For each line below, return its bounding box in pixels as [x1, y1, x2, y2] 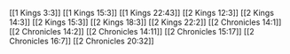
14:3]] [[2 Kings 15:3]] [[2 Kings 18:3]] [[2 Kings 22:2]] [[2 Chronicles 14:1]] [9, 17, 282, 27]
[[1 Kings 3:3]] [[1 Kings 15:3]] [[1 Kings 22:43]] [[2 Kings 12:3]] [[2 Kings [9, 8, 275, 18]
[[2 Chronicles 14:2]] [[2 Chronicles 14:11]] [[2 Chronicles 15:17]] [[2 [9, 27, 255, 36]
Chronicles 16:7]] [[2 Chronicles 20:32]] [9, 35, 154, 46]
